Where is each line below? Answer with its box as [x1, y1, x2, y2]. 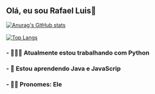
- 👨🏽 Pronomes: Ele [6, 80, 62, 88]
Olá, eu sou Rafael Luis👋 [6, 6, 97, 16]
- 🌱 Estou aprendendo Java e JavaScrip [6, 64, 121, 72]
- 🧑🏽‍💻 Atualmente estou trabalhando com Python [6, 48, 150, 56]
